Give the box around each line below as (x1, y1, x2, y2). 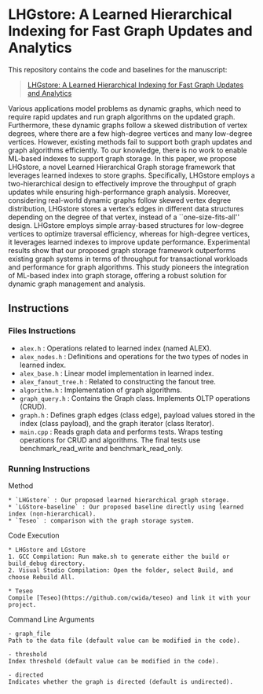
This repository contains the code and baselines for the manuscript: (8, 64, 228, 74)
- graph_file (8, 630, 51, 637)
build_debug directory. (8, 560, 86, 567)
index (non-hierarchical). (8, 509, 97, 518)
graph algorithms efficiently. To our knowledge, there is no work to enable (8, 145, 247, 155)
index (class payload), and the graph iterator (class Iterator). (19, 418, 214, 428)
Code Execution (8, 531, 60, 540)
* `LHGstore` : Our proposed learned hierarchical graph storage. (8, 496, 230, 504)
